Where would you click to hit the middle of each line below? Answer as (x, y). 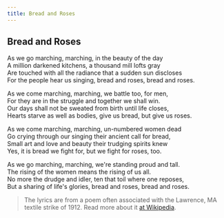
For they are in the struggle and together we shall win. (84, 101)
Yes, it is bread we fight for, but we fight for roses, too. (84, 151)
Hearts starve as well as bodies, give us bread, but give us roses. (100, 116)
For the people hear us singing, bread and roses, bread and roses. (101, 80)
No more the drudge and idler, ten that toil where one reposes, (96, 179)
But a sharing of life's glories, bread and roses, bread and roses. (98, 187)
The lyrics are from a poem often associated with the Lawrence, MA (120, 200)
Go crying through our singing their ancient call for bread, (89, 136)
